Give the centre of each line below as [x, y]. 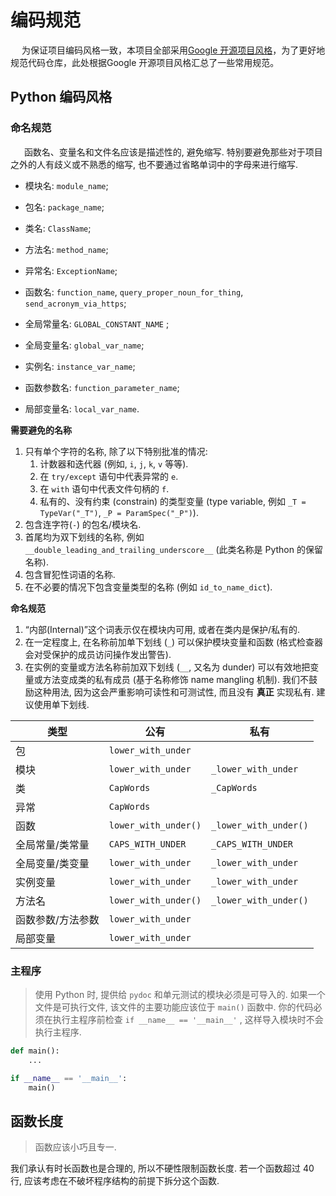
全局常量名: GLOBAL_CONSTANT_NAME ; [97, 323]
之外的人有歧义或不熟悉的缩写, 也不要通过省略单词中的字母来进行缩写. [154, 164]
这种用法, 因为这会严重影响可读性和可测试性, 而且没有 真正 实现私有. [174, 692]
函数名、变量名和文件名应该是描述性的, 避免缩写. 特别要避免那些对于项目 [173, 152]
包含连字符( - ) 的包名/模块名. [83, 524]
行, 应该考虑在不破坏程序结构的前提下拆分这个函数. [115, 1181]
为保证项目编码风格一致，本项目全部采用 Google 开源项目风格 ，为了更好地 [173, 50]
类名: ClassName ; [58, 228]
